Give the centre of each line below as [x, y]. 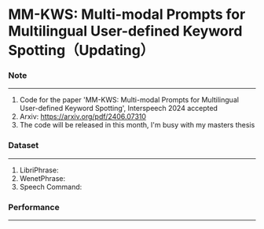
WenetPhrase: [42, 178]
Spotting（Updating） [81, 51]
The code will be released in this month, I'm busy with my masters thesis [137, 125]
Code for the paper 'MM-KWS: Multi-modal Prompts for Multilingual [129, 100]
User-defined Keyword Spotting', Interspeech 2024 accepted [119, 109]
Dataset [24, 146]
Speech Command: [51, 187]
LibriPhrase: [39, 170]
